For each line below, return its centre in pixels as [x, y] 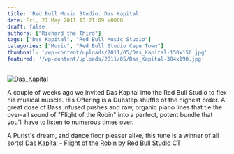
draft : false [26, 26]
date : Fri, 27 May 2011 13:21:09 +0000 [65, 20]
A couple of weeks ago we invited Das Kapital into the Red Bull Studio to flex [117, 92]
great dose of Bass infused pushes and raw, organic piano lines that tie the [115, 107]
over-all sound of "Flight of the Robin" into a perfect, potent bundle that [110, 114]
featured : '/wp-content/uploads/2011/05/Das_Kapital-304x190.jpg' [106, 59]
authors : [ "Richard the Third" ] [54, 33]
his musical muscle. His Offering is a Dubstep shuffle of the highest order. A [116, 100]
